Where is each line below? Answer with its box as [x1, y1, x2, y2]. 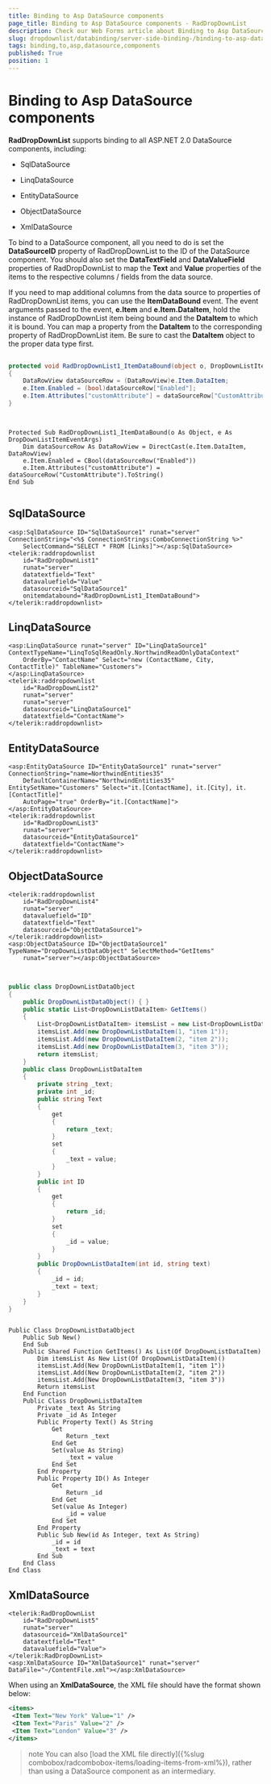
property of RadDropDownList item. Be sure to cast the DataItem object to [8, 330, 256, 339]
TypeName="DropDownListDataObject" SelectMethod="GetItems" [8, 947, 215, 955]
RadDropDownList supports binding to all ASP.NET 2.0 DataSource [8, 135, 232, 145]
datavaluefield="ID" [23, 912, 92, 920]
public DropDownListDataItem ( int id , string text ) [37, 1260, 211, 1268]
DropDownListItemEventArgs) [8, 435, 103, 443]
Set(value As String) [51, 1446, 125, 1455]
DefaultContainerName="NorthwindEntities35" [23, 777, 175, 785]
